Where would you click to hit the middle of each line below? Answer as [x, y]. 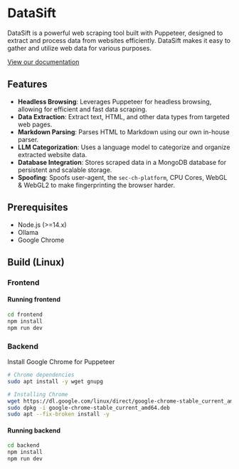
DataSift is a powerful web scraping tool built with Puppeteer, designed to [115, 33]
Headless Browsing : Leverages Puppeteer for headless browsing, [115, 101]
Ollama [28, 232]
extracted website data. [52, 154]
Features [27, 85]
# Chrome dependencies [41, 375]
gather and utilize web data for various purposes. [79, 48]
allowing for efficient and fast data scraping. [82, 109]
